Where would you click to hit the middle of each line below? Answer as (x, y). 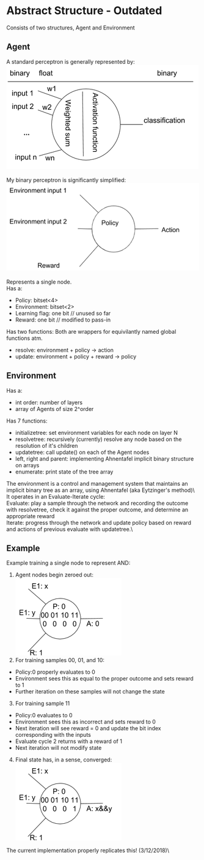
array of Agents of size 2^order (54, 409)
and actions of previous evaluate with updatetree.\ (70, 529)
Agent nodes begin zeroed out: (54, 575)
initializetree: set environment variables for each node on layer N (97, 432)
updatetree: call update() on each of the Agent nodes (82, 452)
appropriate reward (31, 516)
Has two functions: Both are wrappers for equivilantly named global (91, 331)
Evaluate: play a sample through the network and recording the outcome (97, 503)
